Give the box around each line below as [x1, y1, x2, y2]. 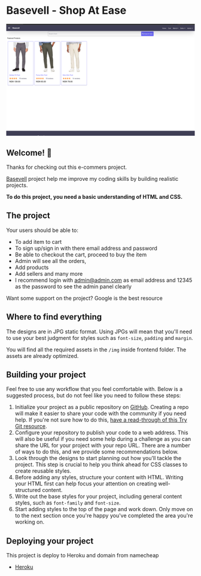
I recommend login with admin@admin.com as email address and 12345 [14, 276, 193, 283]
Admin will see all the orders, [14, 257, 87, 264]
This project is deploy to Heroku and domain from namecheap [6, 552, 159, 559]
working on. [14, 518, 45, 526]
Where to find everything [6, 312, 102, 322]
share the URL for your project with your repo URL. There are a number [14, 442, 190, 449]
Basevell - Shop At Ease [6, 4, 127, 17]
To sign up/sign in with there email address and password [14, 244, 157, 252]
